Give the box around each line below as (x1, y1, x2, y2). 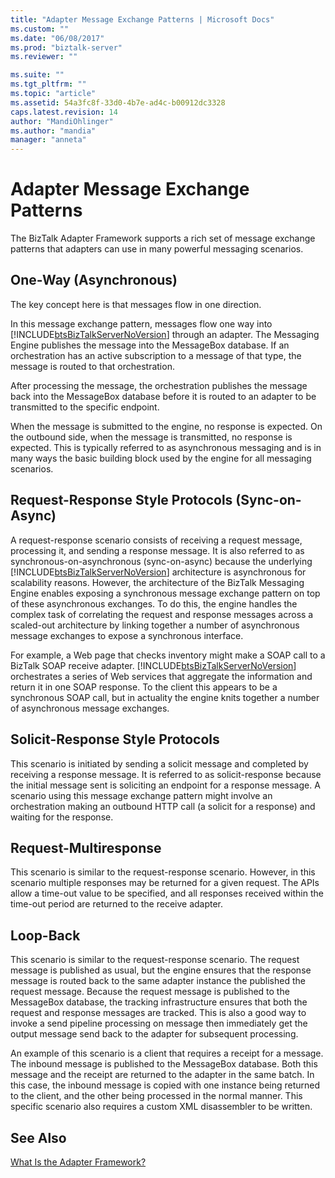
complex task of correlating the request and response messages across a (10, 608, 314, 620)
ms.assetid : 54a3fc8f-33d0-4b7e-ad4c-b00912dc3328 (10, 97, 226, 108)
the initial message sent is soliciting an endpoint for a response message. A (10, 779, 321, 791)
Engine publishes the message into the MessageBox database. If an (10, 339, 290, 351)
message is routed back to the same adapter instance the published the (10, 975, 306, 987)
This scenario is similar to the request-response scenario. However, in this (10, 866, 316, 878)
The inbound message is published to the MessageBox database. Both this (10, 1058, 318, 1070)
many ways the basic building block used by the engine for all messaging (10, 452, 312, 464)
